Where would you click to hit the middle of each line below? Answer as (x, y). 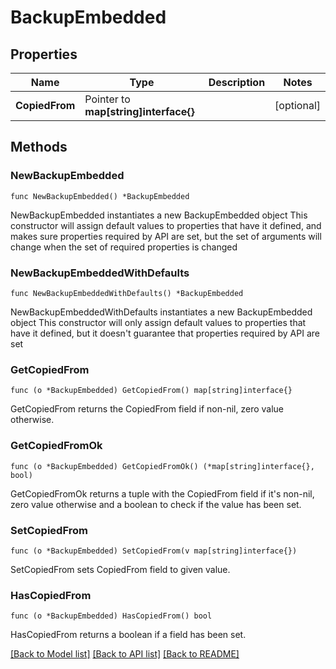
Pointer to (107, 99)
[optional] (297, 105)
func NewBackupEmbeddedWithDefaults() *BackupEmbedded (127, 293)
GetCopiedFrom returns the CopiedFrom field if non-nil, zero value (147, 409)
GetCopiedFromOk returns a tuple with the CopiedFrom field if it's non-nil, (162, 493)
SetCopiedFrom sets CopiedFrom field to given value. (120, 569)
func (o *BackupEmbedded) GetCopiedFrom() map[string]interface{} (151, 391)
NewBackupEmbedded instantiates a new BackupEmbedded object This (159, 215)
